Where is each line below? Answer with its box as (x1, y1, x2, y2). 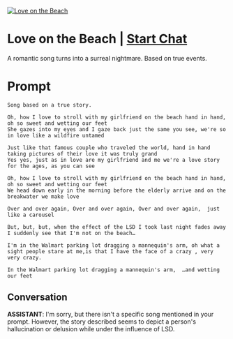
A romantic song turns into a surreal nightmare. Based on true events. (7, 54, 207, 62)
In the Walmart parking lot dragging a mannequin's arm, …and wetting (7, 266, 220, 273)
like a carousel (7, 211, 54, 218)
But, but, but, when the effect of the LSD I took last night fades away (7, 223, 227, 230)
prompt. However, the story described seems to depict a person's (7, 317, 197, 326)
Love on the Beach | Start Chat (7, 31, 188, 47)
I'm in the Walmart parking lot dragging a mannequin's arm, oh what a (7, 241, 220, 249)
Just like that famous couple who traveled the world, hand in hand (7, 144, 211, 151)
